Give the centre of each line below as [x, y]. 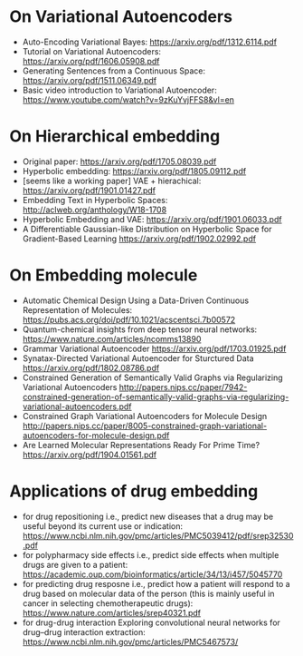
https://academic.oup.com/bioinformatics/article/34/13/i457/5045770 [152, 574]
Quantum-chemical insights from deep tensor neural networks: [140, 329]
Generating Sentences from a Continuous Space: [114, 71]
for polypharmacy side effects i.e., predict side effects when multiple [151, 554]
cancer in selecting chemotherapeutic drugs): [108, 603]
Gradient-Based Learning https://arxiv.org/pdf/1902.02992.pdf [139, 239]
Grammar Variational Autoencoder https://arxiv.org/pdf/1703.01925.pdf [154, 348]
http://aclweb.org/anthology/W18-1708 [95, 210]
